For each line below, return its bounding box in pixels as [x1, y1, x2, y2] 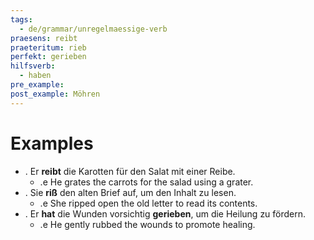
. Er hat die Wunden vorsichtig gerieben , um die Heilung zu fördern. [24, 207, 307, 220]
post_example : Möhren [10, 89, 101, 99]
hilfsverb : [10, 61, 56, 71]
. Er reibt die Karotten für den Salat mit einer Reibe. [24, 165, 236, 177]
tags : [10, 14, 33, 25]
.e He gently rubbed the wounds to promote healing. [39, 218, 256, 230]
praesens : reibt [10, 33, 78, 43]
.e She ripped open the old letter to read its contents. [39, 197, 258, 209]
